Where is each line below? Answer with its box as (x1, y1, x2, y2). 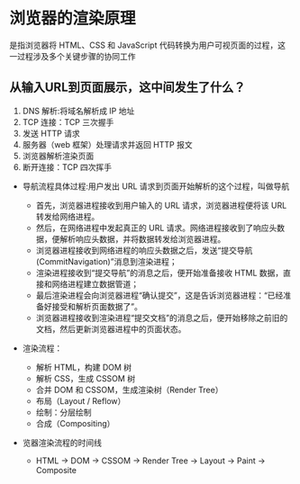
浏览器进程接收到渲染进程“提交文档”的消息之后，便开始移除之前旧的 (35, 312, 288, 323)
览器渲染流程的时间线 (22, 437, 102, 448)
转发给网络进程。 (35, 211, 100, 221)
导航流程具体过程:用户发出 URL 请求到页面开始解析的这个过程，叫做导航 (22, 181, 290, 192)
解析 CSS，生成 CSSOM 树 (35, 372, 136, 383)
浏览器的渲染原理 (9, 8, 137, 29)
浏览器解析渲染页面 (22, 150, 95, 161)
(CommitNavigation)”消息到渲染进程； (35, 255, 177, 266)
